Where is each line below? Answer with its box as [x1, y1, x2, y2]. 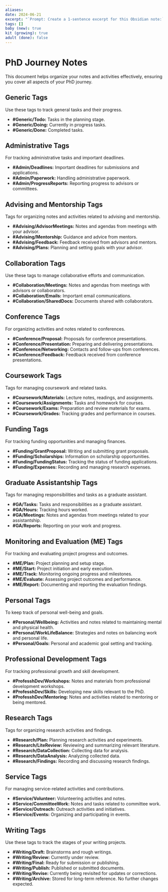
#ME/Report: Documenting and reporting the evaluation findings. [12, 582, 147, 588]
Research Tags [5, 714, 52, 722]
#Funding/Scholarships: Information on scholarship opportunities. [12, 453, 150, 459]
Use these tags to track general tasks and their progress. [5, 106, 122, 113]
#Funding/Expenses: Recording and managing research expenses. [12, 464, 151, 470]
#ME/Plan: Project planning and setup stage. [12, 560, 105, 566]
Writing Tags [5, 826, 46, 834]
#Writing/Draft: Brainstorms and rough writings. [12, 849, 112, 855]
